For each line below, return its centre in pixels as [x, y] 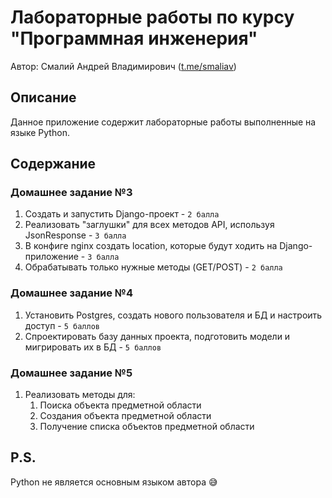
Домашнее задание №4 [71, 293]
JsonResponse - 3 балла [75, 235]
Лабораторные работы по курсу [152, 17]
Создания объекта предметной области [125, 416]
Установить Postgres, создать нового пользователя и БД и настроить [173, 315]
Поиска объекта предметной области [120, 405]
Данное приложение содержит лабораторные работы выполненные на [163, 122]
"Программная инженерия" [134, 38]
